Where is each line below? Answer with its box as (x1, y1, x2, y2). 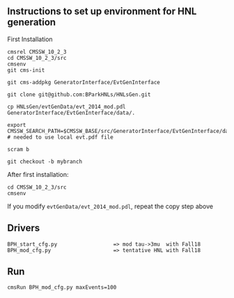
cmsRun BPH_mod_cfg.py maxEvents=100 (7, 284, 117, 291)
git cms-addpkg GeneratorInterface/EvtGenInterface (7, 79, 160, 86)
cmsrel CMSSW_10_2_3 (7, 48, 68, 55)
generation (7, 17, 56, 29)
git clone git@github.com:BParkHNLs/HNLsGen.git (7, 91, 151, 98)
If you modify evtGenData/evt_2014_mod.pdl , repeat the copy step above (7, 202, 214, 210)
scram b (7, 146, 30, 152)
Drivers (7, 222, 40, 234)
